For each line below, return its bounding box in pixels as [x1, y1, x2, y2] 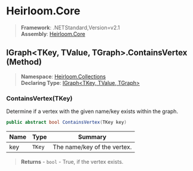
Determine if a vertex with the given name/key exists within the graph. [6, 108, 178, 115]
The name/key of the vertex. [53, 142, 132, 151]
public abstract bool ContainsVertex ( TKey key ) [6, 120, 127, 126]
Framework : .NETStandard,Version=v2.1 [20, 24, 120, 31]
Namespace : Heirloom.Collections [20, 73, 106, 80]
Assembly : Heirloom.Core [20, 30, 85, 37]
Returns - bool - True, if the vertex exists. [20, 158, 124, 165]
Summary [78, 133, 106, 141]
